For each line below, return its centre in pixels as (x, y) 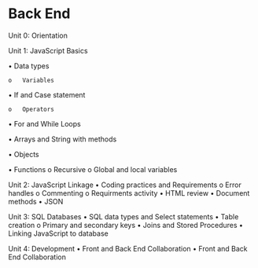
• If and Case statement (47, 94)
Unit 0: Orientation (38, 35)
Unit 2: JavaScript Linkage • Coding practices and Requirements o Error (125, 185)
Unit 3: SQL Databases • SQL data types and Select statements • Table (123, 216)
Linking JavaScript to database (58, 233)
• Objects (24, 154)
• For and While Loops (44, 123)
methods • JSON (36, 201)
